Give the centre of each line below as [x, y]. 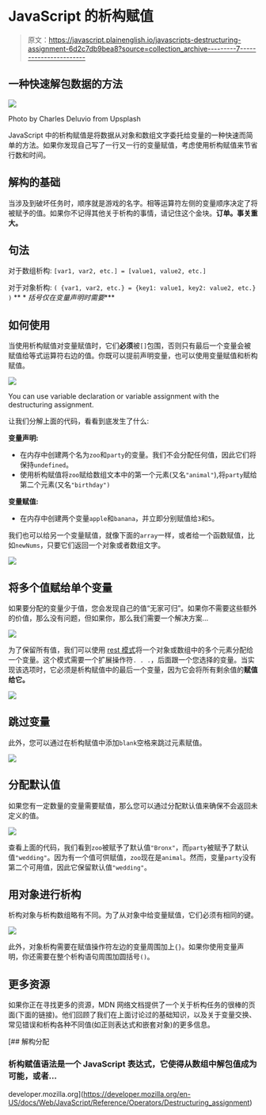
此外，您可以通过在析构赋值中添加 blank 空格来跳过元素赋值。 [107, 743]
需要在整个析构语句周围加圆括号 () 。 [95, 957]
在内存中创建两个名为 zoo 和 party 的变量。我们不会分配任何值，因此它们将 [138, 455]
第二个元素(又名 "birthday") [65, 484]
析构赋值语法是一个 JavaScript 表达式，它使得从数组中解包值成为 [133, 1064]
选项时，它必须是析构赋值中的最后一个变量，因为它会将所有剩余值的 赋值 [140, 669]
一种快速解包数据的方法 [65, 84]
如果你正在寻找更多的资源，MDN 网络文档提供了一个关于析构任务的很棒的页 [132, 1005]
